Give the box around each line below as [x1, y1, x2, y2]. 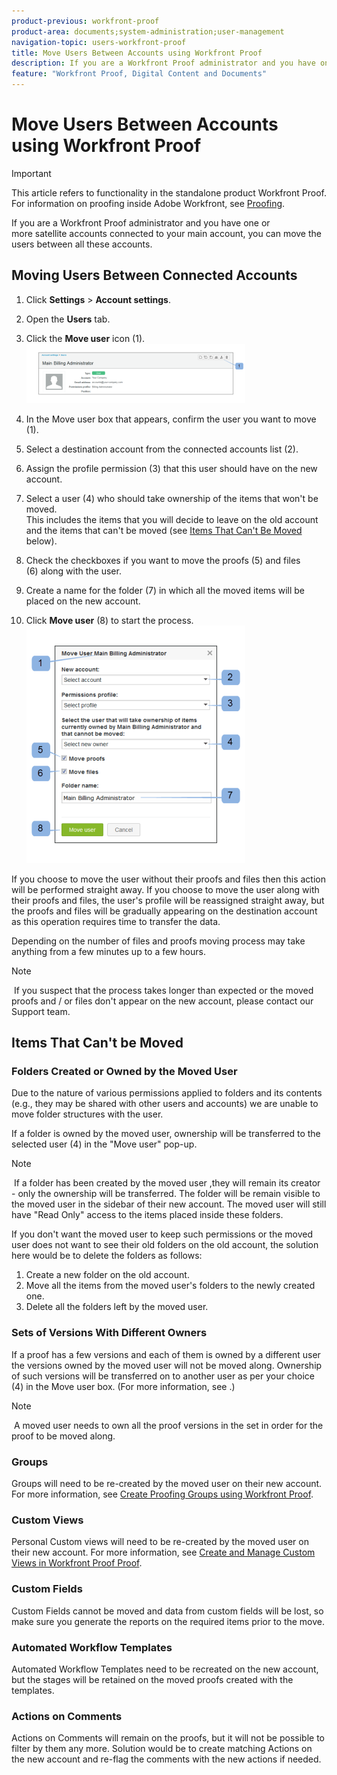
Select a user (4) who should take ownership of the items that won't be [25, 492, 319, 504]
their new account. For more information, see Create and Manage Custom [11, 1546, 316, 1559]
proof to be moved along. [11, 1430, 116, 1442]
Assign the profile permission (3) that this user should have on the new [25, 462, 318, 474]
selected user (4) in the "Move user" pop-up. [11, 1138, 198, 1150]
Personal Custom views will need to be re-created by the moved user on [11, 1536, 309, 1548]
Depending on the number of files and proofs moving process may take [11, 935, 306, 947]
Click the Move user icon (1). [25, 332, 146, 344]
